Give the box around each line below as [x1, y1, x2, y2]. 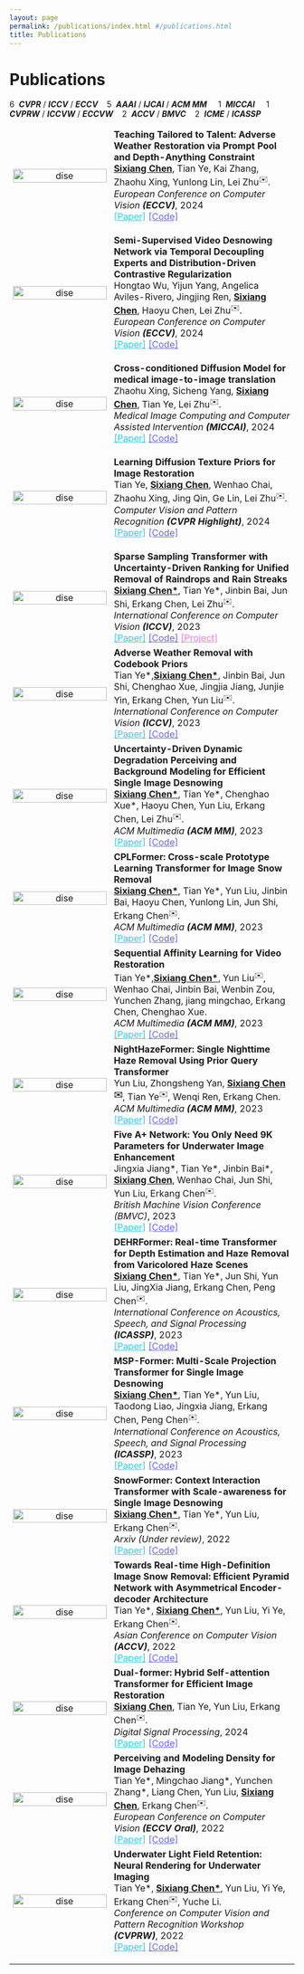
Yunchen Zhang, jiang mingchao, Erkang [113, 995, 286, 1007]
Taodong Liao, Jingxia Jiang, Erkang [113, 1400, 269, 1413]
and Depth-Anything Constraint [113, 151, 255, 164]
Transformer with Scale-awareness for [113, 1485, 287, 1498]
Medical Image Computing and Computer [113, 409, 290, 422]
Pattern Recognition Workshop [113, 1918, 244, 1931]
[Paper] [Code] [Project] [113, 631, 219, 644]
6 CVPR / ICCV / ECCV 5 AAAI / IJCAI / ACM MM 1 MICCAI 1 [9, 99, 270, 110]
